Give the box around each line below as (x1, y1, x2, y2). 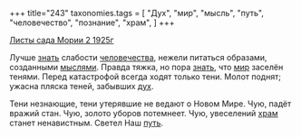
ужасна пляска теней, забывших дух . (9, 81, 154, 91)
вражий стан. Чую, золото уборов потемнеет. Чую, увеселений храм (9, 108, 278, 118)
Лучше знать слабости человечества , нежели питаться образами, (9, 52, 267, 62)
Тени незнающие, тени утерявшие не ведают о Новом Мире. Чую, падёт (9, 98, 292, 109)
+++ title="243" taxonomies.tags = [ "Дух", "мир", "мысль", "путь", (9, 8, 265, 18)
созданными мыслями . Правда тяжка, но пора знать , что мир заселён (9, 62, 284, 72)
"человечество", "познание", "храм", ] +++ (9, 17, 175, 28)
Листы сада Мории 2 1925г (9, 35, 114, 45)
